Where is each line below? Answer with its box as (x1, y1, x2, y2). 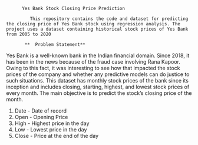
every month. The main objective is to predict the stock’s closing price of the (6, 90, 192, 97)
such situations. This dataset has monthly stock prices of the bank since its (6, 77, 189, 84)
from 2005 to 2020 (6, 31, 51, 37)
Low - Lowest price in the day (14, 126, 87, 133)
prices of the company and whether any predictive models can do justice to (6, 71, 190, 78)
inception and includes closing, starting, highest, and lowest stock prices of (6, 83, 190, 90)
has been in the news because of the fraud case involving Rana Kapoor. (6, 58, 181, 65)
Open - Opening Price (14, 114, 68, 120)
